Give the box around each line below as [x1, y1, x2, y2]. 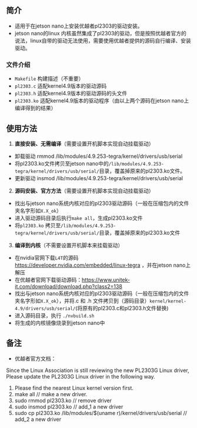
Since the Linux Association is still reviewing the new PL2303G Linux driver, [6, 367, 189, 374]
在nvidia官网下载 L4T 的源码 [14, 254, 79, 261]
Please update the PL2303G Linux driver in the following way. [6, 373, 156, 380]
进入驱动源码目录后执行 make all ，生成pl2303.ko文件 [14, 214, 143, 221]
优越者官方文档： [14, 355, 56, 362]
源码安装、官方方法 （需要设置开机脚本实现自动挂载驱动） [14, 187, 154, 194]
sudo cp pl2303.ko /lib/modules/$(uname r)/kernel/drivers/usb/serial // [14, 409, 187, 416]
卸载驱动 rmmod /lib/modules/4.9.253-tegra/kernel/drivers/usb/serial [14, 152, 183, 160]
